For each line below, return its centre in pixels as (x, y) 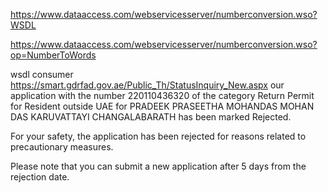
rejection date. (40, 177)
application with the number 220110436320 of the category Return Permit (162, 95)
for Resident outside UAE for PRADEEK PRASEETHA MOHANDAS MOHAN (162, 106)
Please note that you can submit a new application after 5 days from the (158, 166)
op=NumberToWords (53, 55)
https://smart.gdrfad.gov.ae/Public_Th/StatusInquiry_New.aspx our (147, 85)
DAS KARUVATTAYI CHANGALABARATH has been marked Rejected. (151, 117)
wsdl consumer (42, 74)
